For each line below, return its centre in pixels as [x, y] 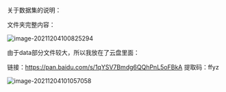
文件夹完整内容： [31, 25]
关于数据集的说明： [34, 10]
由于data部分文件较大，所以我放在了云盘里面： [73, 53]
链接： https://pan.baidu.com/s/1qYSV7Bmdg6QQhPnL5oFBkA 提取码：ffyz [113, 67]
